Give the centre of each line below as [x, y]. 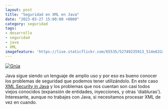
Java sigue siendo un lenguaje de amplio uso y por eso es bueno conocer [81, 75]
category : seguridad [27, 24]
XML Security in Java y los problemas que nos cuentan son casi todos [77, 86]
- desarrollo [19, 33]
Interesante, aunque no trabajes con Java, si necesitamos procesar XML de [83, 97]
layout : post [19, 10]
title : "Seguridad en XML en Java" [42, 14]
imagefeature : [20, 51]
